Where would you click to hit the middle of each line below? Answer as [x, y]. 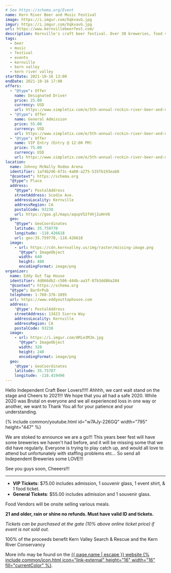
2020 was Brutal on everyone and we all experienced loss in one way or [81, 401]
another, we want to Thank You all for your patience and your [69, 406]
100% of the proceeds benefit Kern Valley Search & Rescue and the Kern [81, 539]
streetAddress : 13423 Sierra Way [50, 314]
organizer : [17, 271]
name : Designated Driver [41, 96]
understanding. [21, 412]
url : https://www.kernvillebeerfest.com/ [50, 29]
